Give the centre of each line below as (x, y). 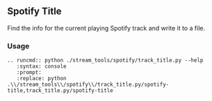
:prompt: (29, 73)
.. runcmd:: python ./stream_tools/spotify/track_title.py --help (105, 61)
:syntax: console (42, 66)
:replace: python (42, 79)
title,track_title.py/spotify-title (60, 91)
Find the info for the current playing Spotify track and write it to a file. (106, 28)
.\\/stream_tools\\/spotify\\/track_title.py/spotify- (88, 85)
